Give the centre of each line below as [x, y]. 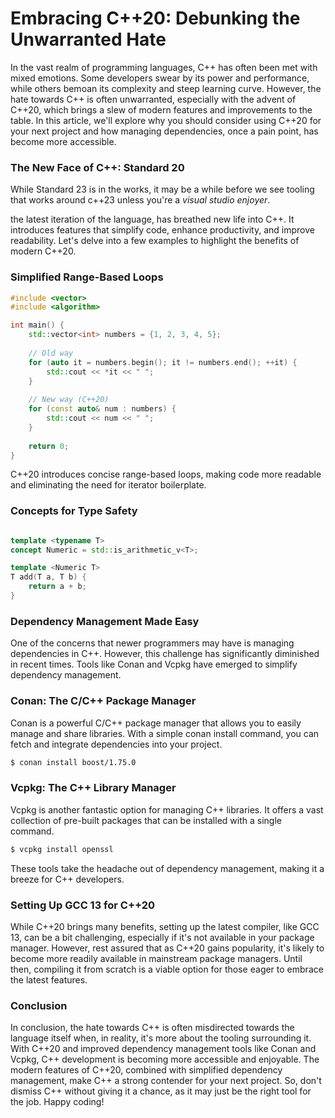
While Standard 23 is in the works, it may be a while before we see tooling [162, 189]
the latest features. [49, 979]
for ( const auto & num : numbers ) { [102, 409]
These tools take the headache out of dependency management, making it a [167, 868]
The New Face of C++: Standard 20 [97, 167]
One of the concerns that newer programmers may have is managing [152, 643]
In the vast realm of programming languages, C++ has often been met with [164, 67]
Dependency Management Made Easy [105, 621]
